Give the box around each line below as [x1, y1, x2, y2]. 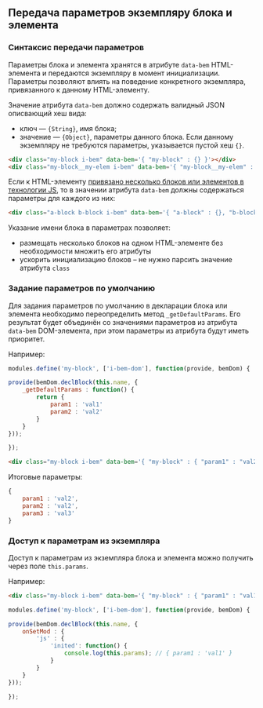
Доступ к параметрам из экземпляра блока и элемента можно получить [8, 553, 254, 562]
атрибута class [19, 263, 70, 273]
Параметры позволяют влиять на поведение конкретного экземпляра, [8, 76, 247, 86]
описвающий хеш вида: [8, 108, 88, 118]
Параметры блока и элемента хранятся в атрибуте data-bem [8, 60, 210, 69]
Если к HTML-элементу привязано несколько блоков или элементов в [8, 177, 244, 187]
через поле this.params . [8, 561, 88, 571]
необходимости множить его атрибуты [19, 246, 152, 256]
